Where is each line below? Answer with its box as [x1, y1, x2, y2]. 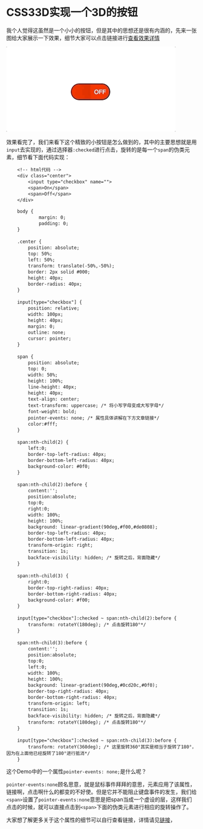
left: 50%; [28, 257, 56, 263]
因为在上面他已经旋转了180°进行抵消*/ [6, 750, 91, 756]
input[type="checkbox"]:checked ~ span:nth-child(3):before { [17, 737, 177, 744]
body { [17, 208, 34, 214]
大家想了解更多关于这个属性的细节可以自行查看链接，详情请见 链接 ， [6, 816, 176, 824]
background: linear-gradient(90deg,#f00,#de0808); [28, 524, 158, 530]
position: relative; [28, 305, 80, 311]
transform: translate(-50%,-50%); [28, 263, 115, 269]
